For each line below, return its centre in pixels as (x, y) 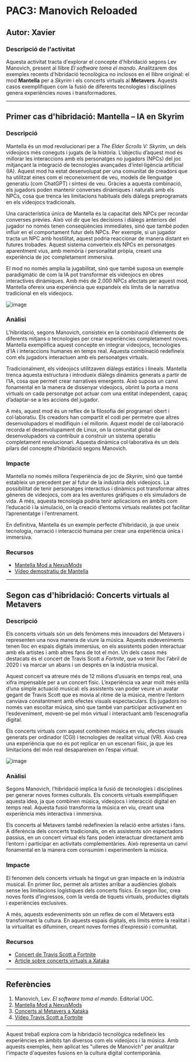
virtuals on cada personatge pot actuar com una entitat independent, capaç (97, 393)
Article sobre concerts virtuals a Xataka (62, 961)
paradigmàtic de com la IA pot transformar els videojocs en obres (85, 274)
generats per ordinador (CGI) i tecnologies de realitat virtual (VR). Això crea (97, 737)
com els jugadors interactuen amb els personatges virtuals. (77, 357)
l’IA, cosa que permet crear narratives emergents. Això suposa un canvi (92, 381)
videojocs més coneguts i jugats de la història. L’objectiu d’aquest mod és (94, 152)
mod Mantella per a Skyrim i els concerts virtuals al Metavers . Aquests (92, 80)
